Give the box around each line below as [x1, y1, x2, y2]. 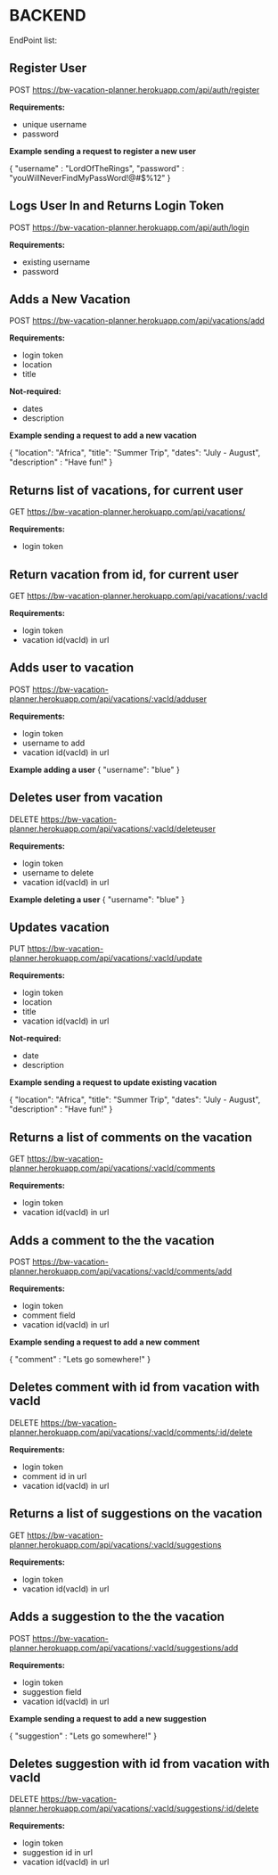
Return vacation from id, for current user [9, 567, 239, 582]
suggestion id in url [21, 1847, 94, 1858]
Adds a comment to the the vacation [9, 1232, 215, 1248]
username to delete [21, 867, 94, 878]
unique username [21, 119, 87, 129]
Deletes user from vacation [9, 790, 163, 805]
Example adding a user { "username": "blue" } [9, 764, 180, 775]
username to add [21, 737, 86, 748]
